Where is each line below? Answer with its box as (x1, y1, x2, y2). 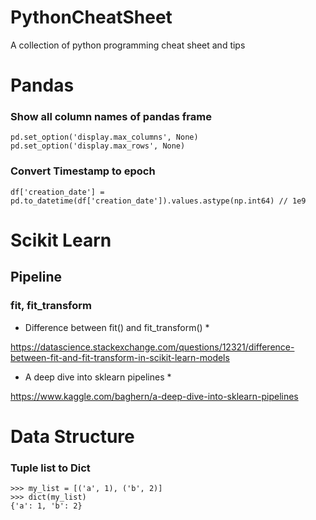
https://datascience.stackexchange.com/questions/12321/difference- (10, 341, 295, 353)
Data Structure (10, 425, 135, 448)
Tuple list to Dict (10, 461, 91, 475)
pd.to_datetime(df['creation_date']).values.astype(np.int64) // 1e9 (10, 196, 307, 206)
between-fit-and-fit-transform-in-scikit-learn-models (10, 351, 230, 363)
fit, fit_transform (10, 299, 92, 313)
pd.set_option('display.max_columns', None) (10, 132, 199, 143)
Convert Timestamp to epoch (10, 164, 156, 178)
